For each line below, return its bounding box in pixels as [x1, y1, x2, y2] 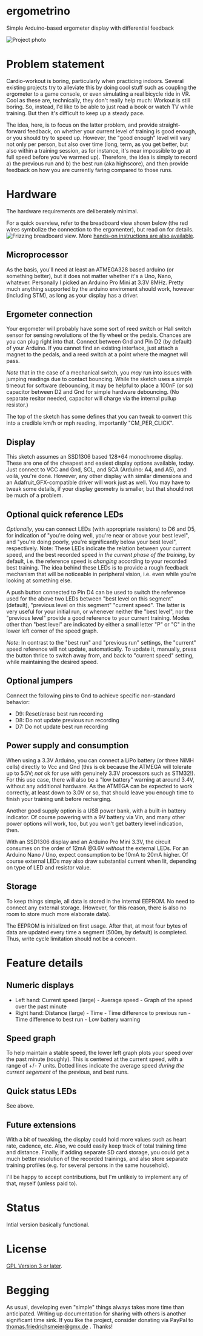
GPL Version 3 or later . [6, 1262, 62, 1269]
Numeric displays [6, 980, 75, 991]
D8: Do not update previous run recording [15, 716, 119, 723]
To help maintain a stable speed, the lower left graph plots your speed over [6, 1049, 193, 1057]
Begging [6, 1283, 50, 1297]
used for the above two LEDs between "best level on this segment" [6, 595, 174, 602]
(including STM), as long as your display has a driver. [6, 291, 139, 299]
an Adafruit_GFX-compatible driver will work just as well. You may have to [6, 479, 190, 486]
